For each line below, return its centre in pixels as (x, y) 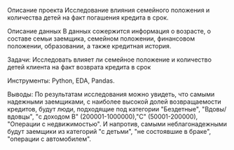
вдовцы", (21, 116)
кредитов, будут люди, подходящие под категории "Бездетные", (104, 109)
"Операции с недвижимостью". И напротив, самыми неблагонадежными (117, 124)
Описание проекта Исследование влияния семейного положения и (109, 10)
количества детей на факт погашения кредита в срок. (88, 18)
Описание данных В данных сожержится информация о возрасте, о (109, 31)
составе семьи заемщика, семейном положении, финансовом (101, 39)
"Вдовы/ (214, 109)
